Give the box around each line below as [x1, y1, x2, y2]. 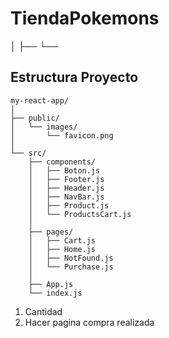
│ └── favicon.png [10, 130, 114, 141]
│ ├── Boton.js [28, 165, 101, 176]
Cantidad [24, 305, 63, 317]
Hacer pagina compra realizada [24, 316, 155, 328]
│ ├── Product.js [28, 200, 110, 211]
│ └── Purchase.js [28, 262, 114, 272]
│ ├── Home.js [28, 244, 97, 254]
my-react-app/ [10, 95, 70, 106]
